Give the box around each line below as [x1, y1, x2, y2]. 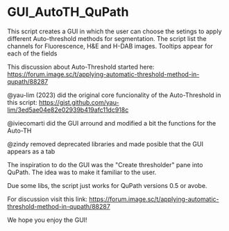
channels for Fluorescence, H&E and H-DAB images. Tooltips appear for [7, 42, 213, 50]
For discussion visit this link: [7, 195, 88, 203]
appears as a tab [7, 147, 56, 155]
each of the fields [7, 49, 58, 58]
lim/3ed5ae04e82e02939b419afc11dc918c [7, 105, 129, 114]
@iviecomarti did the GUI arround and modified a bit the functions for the [7, 119, 217, 127]
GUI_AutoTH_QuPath [7, 4, 129, 20]
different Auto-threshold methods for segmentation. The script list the [7, 34, 207, 42]
